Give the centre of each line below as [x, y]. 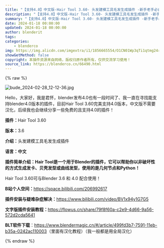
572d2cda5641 [20, 215]
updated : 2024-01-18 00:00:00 [36, 28]
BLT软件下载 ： [20, 225]
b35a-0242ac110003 [26, 231]
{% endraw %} [20, 241]
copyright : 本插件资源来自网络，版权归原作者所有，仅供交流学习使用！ [68, 60]
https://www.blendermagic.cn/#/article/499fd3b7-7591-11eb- [96, 225]
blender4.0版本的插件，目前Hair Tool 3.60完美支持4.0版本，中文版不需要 [82, 104]
